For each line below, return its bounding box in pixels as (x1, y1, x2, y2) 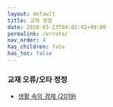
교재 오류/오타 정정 (7, 74, 68, 84)
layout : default (7, 10, 55, 18)
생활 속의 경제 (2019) (17, 92, 77, 101)
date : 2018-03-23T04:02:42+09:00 (7, 23, 107, 30)
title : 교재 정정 (7, 17, 53, 24)
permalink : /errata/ (7, 30, 69, 38)
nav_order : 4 (7, 37, 46, 44)
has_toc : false (7, 50, 53, 57)
